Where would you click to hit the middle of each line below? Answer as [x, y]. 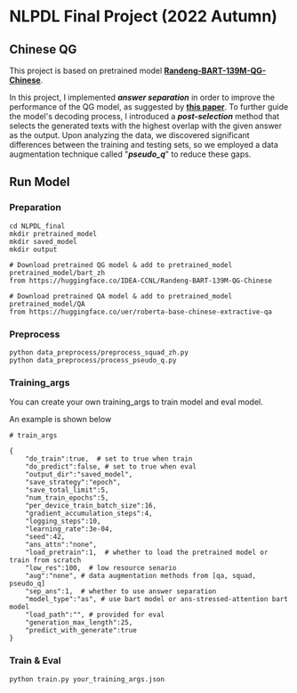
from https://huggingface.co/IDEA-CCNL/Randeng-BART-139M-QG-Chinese [141, 281]
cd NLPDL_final [37, 226]
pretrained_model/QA [48, 304]
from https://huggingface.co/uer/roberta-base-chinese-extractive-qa [141, 312]
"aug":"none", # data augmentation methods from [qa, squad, [140, 576]
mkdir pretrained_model [53, 233]
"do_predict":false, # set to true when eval [111, 467]
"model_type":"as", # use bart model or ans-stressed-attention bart [157, 599]
